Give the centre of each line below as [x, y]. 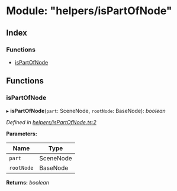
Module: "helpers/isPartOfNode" [89, 11]
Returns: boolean [28, 182]
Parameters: [22, 134]
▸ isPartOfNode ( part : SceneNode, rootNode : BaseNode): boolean [86, 111]
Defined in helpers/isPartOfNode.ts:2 [51, 122]
